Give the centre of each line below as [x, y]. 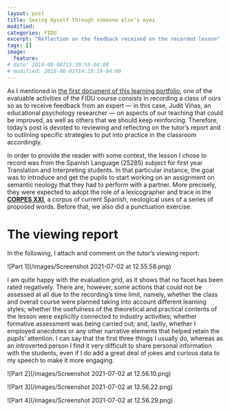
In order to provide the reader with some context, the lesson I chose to [107, 155]
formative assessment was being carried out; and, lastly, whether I [102, 324]
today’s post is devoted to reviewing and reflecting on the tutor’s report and [114, 127]
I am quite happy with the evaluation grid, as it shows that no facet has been [115, 280]
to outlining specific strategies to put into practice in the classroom [102, 134]
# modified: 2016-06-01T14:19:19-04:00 [64, 71]
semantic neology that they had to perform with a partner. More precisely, [112, 185]
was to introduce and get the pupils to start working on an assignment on [111, 177]
